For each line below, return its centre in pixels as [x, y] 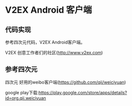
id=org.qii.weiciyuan [26, 98]
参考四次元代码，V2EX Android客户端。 [45, 42]
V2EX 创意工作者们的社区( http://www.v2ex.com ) [54, 53]
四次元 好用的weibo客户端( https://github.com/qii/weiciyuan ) [66, 82]
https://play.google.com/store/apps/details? [83, 92]
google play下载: [22, 92]
